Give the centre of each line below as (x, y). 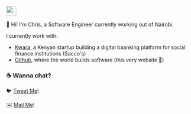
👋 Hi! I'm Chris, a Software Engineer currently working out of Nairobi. (90, 24)
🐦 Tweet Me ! (23, 91)
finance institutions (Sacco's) (50, 53)
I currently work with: (32, 36)
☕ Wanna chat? (29, 75)
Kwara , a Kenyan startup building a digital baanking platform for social (100, 47)
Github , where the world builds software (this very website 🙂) (89, 60)
